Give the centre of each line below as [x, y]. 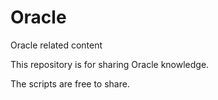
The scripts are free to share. [70, 83]
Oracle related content [56, 45]
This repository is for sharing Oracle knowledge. [110, 64]
